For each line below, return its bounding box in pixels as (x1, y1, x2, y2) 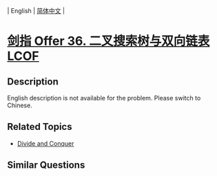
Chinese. (7, 101, 32, 109)
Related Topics (7, 121, 72, 133)
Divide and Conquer (17, 139, 74, 147)
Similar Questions (7, 159, 85, 171)
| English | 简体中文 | (7, 7, 65, 14)
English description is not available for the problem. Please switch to (7, 94, 201, 102)
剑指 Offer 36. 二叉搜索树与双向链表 (7, 34, 210, 49)
